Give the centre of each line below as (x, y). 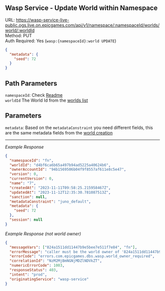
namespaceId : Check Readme (34, 95)
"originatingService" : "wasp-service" (49, 279)
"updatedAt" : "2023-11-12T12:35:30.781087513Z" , (60, 192)
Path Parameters (31, 83)
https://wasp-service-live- (43, 20)
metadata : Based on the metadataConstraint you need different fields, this (79, 128)
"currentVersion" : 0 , (32, 179)
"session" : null (26, 220)
